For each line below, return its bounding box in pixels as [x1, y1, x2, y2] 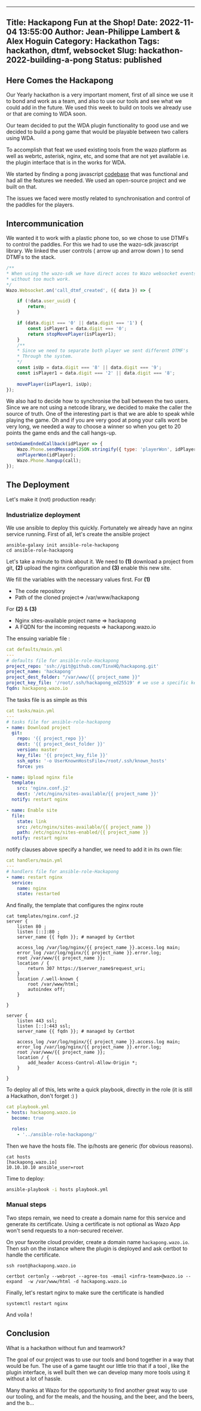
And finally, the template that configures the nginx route [6, 902, 144, 909]
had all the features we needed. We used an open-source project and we [6, 177, 187, 184]
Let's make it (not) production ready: [6, 495, 97, 503]
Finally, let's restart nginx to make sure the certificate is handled [6, 1289, 165, 1296]
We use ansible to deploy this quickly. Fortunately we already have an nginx [6, 524, 193, 531]
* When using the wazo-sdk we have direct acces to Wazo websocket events [6, 270, 197, 276]
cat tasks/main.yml [6, 707, 55, 714]
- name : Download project [6, 725, 71, 731]
